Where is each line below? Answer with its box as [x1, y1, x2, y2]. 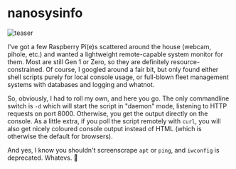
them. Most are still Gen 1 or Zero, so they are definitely [7, 57, 169, 66]
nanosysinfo [7, 5, 83, 21]
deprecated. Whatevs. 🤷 [7, 153, 78, 162]
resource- [170, 57, 200, 66]
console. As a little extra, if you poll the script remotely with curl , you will [7, 116, 222, 126]
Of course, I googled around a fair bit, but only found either [45, 65, 219, 73]
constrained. [7, 65, 45, 73]
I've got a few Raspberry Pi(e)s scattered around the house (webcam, [7, 42, 212, 51]
